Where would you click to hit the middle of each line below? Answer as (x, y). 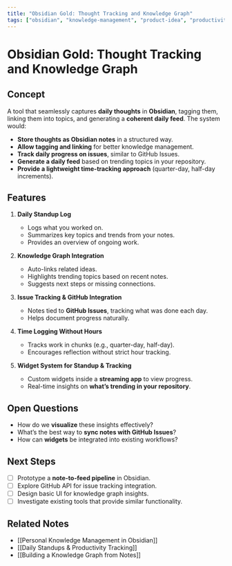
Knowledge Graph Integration (61, 256)
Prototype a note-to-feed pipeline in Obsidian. (84, 477)
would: (17, 126)
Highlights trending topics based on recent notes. (98, 277)
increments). (35, 176)
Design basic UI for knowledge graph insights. (83, 494)
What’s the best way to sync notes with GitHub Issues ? (97, 432)
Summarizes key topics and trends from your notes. (101, 235)
